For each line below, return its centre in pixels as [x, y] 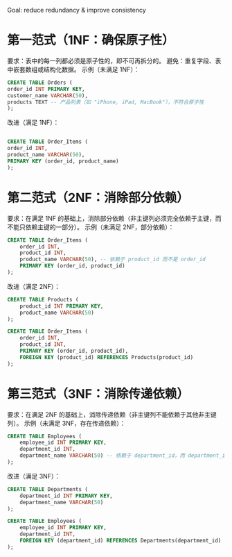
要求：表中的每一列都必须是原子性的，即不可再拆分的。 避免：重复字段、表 [114, 60]
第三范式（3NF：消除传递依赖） [98, 393]
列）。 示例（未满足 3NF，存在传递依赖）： [66, 423]
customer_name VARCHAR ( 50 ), [48, 95]
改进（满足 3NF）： [34, 476]
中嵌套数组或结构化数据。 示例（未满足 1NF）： [73, 69]
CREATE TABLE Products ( [43, 299]
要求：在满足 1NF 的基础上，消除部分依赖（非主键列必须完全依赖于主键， [111, 218]
